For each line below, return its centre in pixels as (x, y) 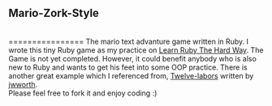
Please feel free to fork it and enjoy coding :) (83, 93)
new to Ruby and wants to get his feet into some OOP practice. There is (128, 67)
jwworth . (23, 84)
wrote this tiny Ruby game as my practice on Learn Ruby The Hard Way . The (136, 50)
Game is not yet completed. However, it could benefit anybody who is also (133, 58)
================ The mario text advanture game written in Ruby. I (129, 41)
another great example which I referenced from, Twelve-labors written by (131, 75)
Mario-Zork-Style (54, 13)
